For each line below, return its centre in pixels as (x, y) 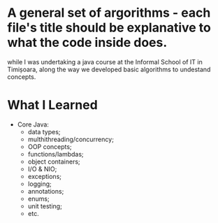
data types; (44, 131)
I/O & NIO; (42, 168)
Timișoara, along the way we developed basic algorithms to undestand (109, 69)
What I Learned (52, 105)
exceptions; (44, 176)
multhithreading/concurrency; (71, 139)
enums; (39, 199)
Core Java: (33, 124)
